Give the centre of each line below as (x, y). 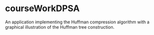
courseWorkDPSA (42, 9)
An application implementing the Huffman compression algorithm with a (77, 22)
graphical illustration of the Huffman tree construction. (60, 27)
